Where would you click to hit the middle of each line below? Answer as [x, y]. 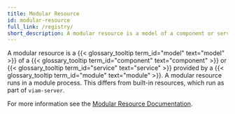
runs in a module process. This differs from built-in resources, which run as [116, 83]
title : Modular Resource [43, 14]
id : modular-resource [39, 20]
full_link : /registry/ [40, 27]
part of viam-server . [36, 90]
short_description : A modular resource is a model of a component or [111, 33]
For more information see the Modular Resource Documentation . [100, 104]
